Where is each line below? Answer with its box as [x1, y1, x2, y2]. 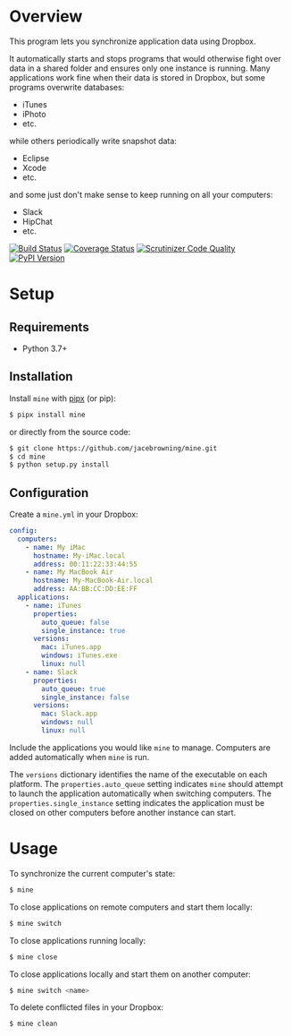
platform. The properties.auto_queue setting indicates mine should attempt [9, 778, 284, 789]
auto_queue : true [41, 684, 105, 693]
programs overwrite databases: [9, 81, 125, 92]
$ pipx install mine [9, 410, 87, 419]
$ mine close [9, 952, 58, 962]
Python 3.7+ [21, 343, 68, 354]
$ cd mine [9, 452, 46, 461]
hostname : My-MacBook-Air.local [32, 576, 154, 586]
